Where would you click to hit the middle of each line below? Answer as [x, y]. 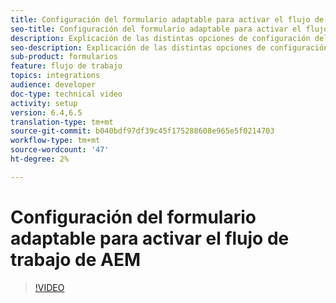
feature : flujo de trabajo [66, 66]
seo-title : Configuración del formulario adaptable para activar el [156, 29]
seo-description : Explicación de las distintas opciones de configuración [169, 47]
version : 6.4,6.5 [46, 112]
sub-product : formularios [64, 57]
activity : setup [44, 103]
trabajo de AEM [76, 259]
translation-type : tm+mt [62, 122]
